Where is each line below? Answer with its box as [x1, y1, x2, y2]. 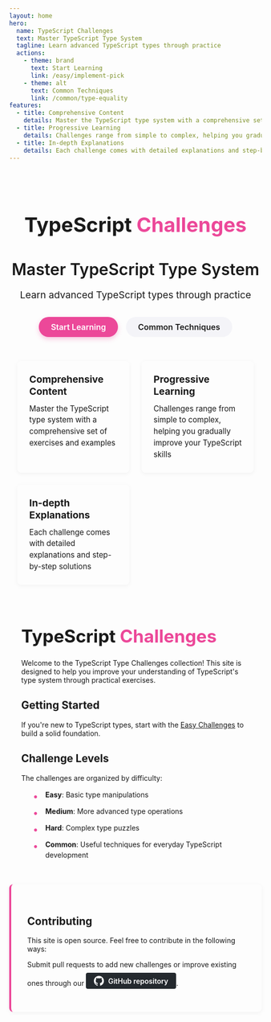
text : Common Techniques [30, 86, 114, 95]
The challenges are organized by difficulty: [21, 773, 163, 782]
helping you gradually [153, 426, 231, 437]
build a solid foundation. [21, 729, 101, 738]
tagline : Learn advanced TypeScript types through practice [16, 42, 221, 50]
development [45, 850, 89, 860]
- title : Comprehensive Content [16, 109, 125, 117]
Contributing [27, 914, 93, 928]
